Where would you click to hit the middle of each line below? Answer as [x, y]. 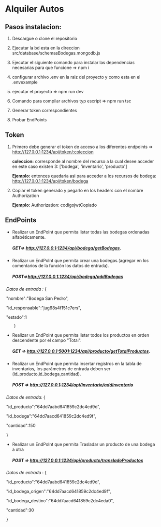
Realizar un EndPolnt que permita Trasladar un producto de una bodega [83, 444]
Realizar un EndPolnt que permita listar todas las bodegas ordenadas [81, 232]
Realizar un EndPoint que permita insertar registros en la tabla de [77, 363]
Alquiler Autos [35, 9]
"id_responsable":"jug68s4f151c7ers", [44, 308]
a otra [18, 449]
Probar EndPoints [29, 120]
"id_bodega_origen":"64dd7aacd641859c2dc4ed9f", [59, 492]
